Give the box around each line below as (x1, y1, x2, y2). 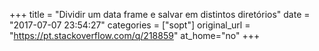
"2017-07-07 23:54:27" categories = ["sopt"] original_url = (9, 19, 251, 31)
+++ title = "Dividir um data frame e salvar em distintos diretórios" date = (9, 9, 311, 20)
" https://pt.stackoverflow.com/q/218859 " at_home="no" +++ (9, 30, 261, 41)
